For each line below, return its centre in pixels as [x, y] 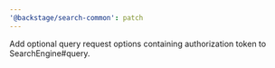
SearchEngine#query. [50, 53]
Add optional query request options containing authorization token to [138, 44]
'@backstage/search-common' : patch [76, 18]
